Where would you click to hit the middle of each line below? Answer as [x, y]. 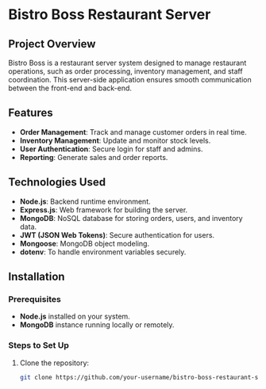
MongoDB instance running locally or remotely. [97, 325]
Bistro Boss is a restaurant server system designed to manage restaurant [127, 63]
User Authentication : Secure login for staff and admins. [111, 149]
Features [31, 113]
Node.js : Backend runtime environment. [85, 201]
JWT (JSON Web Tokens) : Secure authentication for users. [117, 235]
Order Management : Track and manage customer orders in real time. [133, 132]
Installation [37, 277]
